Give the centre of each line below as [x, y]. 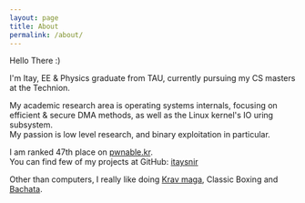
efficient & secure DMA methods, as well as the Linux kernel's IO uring [142, 116]
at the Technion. [40, 88]
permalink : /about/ [46, 35]
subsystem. [31, 125]
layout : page [34, 18]
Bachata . [26, 189]
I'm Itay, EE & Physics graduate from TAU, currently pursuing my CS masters [152, 78]
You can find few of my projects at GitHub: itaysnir [104, 162]
